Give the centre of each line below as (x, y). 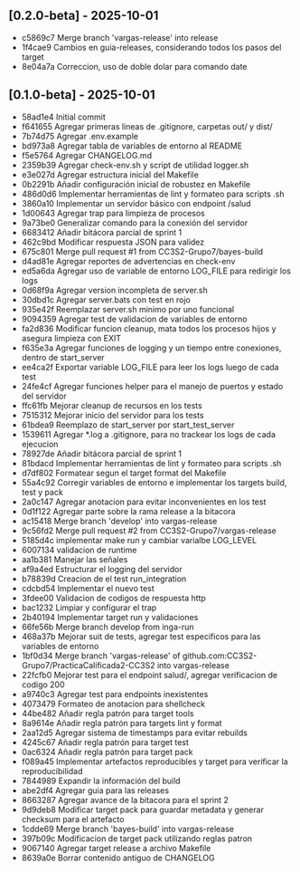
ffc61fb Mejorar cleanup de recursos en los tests (112, 405)
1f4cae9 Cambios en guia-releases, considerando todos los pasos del (151, 47)
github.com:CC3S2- (220, 656)
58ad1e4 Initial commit (63, 117)
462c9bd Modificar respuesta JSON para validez (113, 242)
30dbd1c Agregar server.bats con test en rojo (106, 300)
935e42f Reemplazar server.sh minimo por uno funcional (128, 309)
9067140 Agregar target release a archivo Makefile (116, 848)
